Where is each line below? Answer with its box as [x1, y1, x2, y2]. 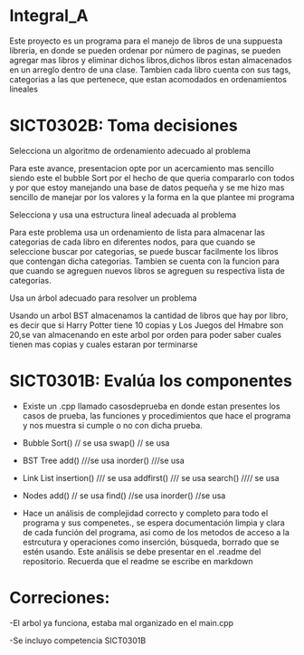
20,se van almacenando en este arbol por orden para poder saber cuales [9, 329, 282, 340]
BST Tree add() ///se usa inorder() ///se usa [22, 455, 185, 466]
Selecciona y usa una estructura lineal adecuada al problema [9, 209, 237, 220]
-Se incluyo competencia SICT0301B [9, 635, 147, 646]
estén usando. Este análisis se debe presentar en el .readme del [22, 545, 261, 557]
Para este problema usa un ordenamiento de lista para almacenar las [9, 226, 265, 237]
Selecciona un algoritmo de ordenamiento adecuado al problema [9, 145, 252, 156]
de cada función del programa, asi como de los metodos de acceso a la [22, 526, 290, 537]
